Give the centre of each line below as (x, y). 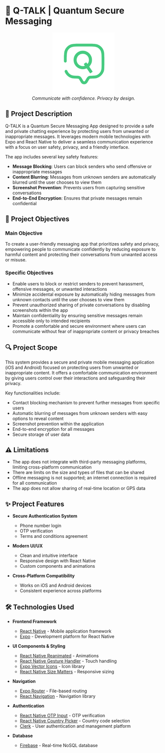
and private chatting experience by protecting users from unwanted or (77, 131)
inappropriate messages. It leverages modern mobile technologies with (78, 136)
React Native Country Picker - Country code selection (75, 721)
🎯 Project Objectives (37, 219)
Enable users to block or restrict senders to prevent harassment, (78, 283)
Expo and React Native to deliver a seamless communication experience (79, 141)
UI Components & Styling (39, 646)
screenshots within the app (40, 310)
